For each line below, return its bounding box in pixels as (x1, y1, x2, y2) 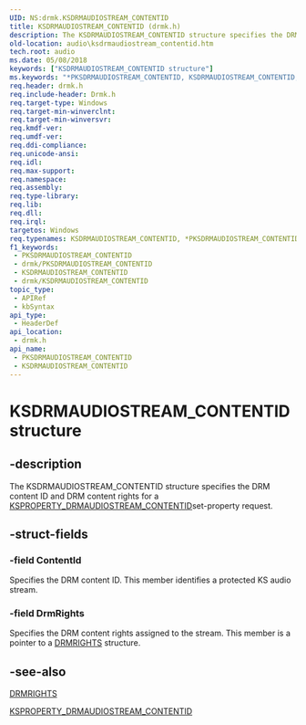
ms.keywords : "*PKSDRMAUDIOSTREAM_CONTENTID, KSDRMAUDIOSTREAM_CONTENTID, (9, 73, 300, 82)
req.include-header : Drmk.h (9, 89, 117, 99)
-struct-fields (9, 526, 88, 541)
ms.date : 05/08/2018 (9, 56, 88, 65)
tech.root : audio (9, 47, 76, 57)
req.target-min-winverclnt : (9, 107, 117, 116)
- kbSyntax (13, 302, 55, 311)
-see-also (9, 664, 66, 679)
